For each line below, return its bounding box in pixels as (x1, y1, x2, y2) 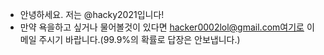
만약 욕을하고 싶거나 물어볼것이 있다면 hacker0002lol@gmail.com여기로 (19, 21, 305, 33)
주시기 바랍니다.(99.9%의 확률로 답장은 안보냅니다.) (38, 34, 241, 45)
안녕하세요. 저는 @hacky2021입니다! (19, 9, 165, 20)
